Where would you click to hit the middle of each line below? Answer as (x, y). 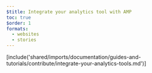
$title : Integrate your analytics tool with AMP (69, 12)
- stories (24, 40)
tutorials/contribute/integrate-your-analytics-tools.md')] (76, 63)
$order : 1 (19, 23)
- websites (26, 34)
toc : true (19, 17)
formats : (17, 29)
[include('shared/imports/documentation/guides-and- (74, 57)
